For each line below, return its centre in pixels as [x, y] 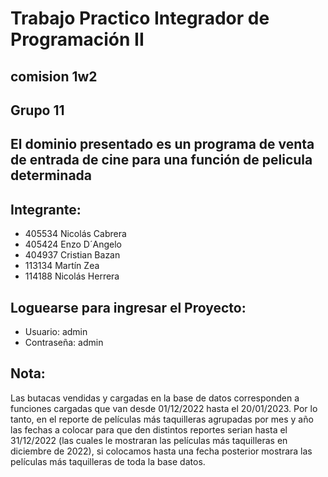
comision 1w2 [54, 76]
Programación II [77, 39]
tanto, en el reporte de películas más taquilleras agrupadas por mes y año [162, 419]
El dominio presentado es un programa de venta [162, 144]
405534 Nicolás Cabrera [75, 234]
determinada [51, 175]
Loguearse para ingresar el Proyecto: [128, 307]
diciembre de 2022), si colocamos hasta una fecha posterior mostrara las [161, 451]
